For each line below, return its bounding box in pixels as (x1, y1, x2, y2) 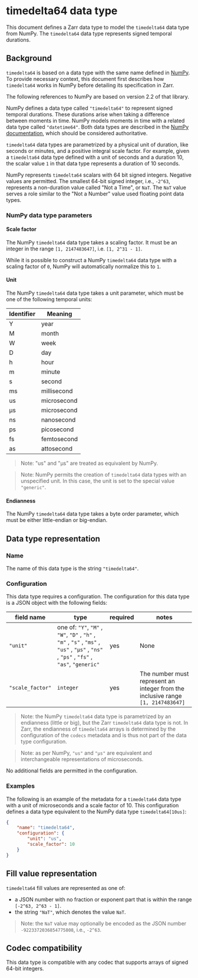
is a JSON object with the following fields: (6, 599, 108, 607)
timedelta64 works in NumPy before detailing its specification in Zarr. (6, 81, 174, 89)
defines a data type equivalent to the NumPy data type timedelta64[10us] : (6, 808, 187, 815)
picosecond (41, 425, 74, 433)
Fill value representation (6, 869, 97, 879)
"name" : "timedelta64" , (16, 825, 75, 831)
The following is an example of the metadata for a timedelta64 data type (6, 796, 181, 803)
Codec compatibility (6, 943, 82, 953)
